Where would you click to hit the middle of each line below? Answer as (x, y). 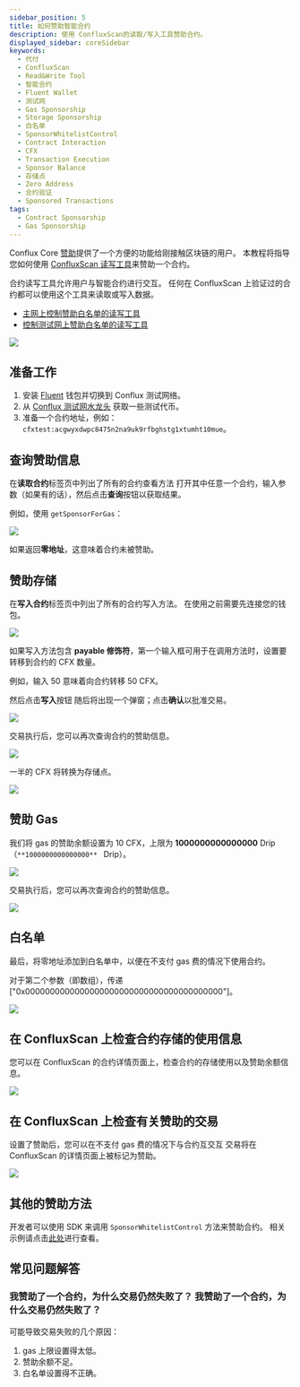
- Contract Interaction (61, 143)
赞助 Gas (34, 820)
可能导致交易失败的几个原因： (64, 1331)
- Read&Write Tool (52, 76)
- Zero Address (46, 185)
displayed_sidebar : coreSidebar (69, 43)
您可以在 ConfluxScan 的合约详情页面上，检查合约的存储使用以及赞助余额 (145, 1062)
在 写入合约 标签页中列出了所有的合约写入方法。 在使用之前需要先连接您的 (144, 603)
